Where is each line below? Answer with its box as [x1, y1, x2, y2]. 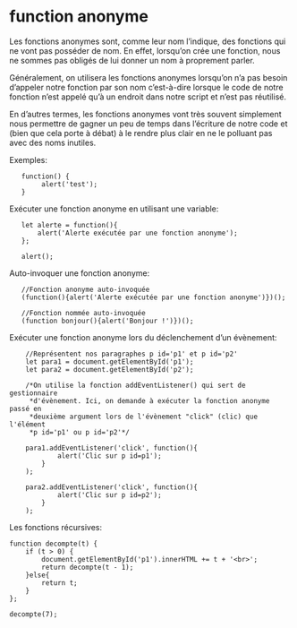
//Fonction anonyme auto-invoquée [21, 285, 150, 294]
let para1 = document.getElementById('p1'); [25, 357, 194, 366]
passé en [9, 404, 42, 413]
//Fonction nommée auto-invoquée [21, 308, 146, 317]
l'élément [9, 419, 47, 429]
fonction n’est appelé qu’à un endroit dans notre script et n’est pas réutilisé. [9, 91, 286, 102]
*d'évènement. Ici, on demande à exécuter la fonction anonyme [29, 396, 270, 405]
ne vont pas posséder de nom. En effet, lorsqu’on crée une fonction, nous [9, 45, 281, 56]
